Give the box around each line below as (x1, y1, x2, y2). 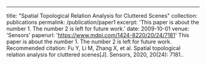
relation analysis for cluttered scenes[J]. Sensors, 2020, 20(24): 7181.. (6, 51, 184, 58)
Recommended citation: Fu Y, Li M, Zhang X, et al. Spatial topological (6, 44, 181, 52)
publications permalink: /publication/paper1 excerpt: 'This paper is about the (6, 19, 199, 26)
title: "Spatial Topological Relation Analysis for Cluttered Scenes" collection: (6, 12, 198, 19)
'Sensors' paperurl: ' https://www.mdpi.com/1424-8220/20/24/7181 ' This (6, 32, 189, 38)
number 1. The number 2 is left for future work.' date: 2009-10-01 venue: (6, 25, 189, 32)
